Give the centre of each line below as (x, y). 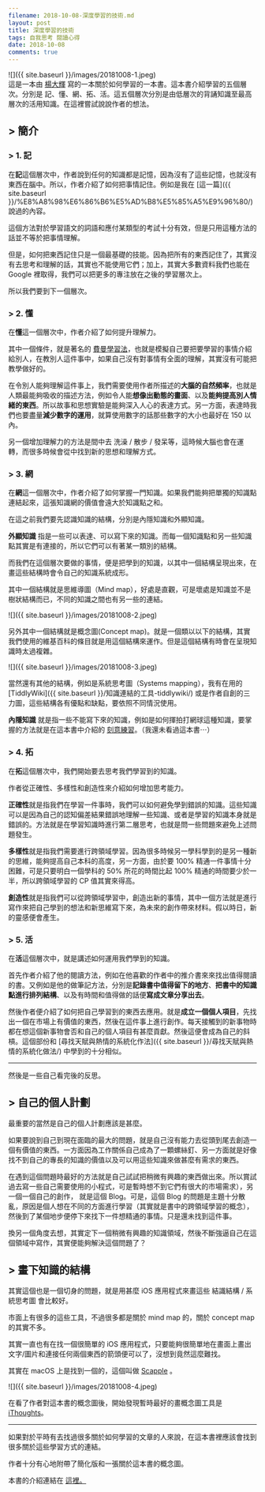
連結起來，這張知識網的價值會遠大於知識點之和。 (88, 503)
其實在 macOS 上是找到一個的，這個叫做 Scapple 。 (93, 1370)
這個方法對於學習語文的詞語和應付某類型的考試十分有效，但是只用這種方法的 (132, 228)
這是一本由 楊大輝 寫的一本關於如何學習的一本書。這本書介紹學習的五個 (124, 84)
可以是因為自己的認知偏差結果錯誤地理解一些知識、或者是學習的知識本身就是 (132, 814)
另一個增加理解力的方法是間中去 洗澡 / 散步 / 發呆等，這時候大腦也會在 (123, 441)
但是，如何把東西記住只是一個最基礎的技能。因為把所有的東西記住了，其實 (129, 254)
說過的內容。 (29, 211)
